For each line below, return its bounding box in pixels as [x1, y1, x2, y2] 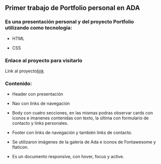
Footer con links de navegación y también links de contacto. [12, 130, 132, 135]
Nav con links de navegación [12, 100, 70, 106]
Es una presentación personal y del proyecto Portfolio [5, 18, 134, 25]
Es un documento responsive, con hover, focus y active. [12, 154, 125, 160]
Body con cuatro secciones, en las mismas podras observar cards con [12, 110, 153, 116]
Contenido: [5, 80, 32, 87]
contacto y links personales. [12, 120, 69, 126]
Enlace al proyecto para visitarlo [5, 57, 82, 64]
